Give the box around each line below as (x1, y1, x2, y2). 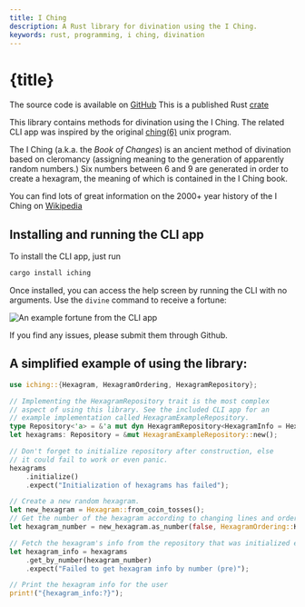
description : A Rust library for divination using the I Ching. (9, 22, 258, 31)
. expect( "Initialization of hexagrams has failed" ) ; (25, 481, 230, 490)
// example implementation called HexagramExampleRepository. (9, 413, 250, 423)
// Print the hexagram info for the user (9, 581, 169, 590)
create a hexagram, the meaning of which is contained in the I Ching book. (9, 174, 289, 184)
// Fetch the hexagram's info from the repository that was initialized (9, 538, 290, 548)
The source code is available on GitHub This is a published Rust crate (9, 99, 270, 110)
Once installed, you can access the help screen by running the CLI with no (9, 285, 288, 295)
